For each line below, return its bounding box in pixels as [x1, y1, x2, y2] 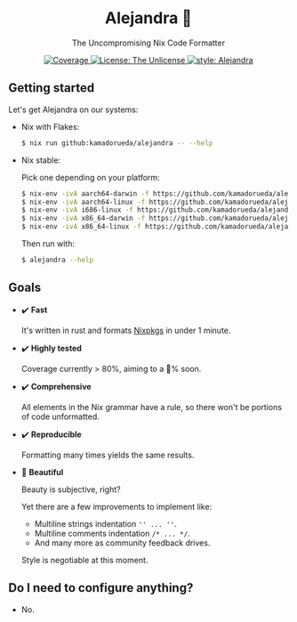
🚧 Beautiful [20, 466, 64, 477]
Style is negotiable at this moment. [20, 554, 148, 565]
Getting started [8, 80, 95, 96]
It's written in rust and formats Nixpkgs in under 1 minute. [20, 325, 231, 335]
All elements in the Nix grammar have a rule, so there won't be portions [20, 401, 282, 412]
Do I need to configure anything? [8, 580, 194, 595]
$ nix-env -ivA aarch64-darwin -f [20, 189, 149, 198]
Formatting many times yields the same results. [20, 449, 195, 460]
